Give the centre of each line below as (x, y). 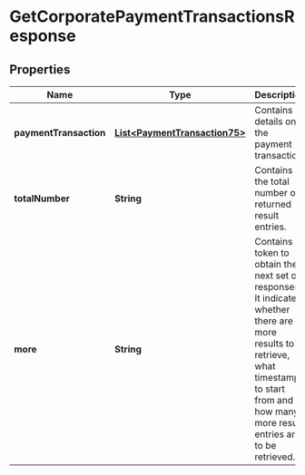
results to (275, 344)
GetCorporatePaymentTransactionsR (152, 17)
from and (274, 400)
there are (274, 321)
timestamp (277, 378)
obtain (268, 264)
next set (272, 276)
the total (272, 181)
